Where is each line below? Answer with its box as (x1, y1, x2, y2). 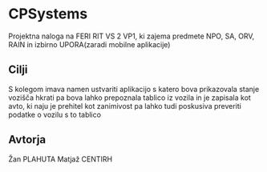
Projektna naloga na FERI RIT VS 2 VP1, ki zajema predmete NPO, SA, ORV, (8, 31, 255, 41)
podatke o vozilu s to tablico (8, 110, 102, 119)
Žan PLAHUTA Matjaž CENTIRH (8, 154, 113, 164)
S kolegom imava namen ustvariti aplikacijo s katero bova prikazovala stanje (8, 84, 260, 94)
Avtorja (8, 133, 47, 146)
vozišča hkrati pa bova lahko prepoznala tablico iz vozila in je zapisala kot (8, 93, 251, 102)
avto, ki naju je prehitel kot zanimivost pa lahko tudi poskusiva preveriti (8, 101, 242, 110)
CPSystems (8, 5, 88, 23)
